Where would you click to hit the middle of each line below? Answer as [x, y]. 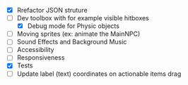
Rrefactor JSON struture [52, 10]
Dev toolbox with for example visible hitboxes [83, 18]
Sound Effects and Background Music [72, 42]
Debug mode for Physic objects [73, 26]
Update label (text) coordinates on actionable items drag [99, 74]
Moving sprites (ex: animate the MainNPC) [78, 34]
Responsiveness [41, 58]
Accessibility [35, 50]
